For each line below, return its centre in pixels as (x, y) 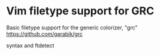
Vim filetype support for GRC (80, 11)
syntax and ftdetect (30, 45)
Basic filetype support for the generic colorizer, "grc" (72, 27)
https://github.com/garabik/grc (45, 33)
